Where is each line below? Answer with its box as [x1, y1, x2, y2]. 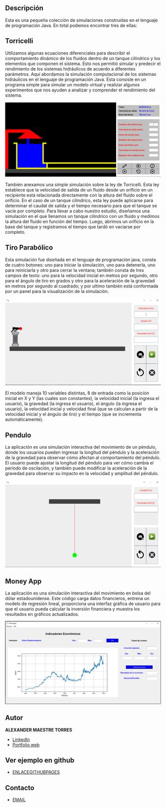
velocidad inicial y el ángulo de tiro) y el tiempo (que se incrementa [5, 411, 142, 417]
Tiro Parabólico [5, 243, 53, 252]
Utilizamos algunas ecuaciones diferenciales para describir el [5, 50, 130, 56]
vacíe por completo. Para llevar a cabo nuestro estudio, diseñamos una [5, 208, 150, 214]
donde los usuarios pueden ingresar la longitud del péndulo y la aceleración [5, 449, 160, 456]
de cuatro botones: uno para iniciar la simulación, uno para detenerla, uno [5, 262, 156, 268]
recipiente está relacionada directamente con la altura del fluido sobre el [5, 192, 153, 198]
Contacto [5, 784, 35, 792]
